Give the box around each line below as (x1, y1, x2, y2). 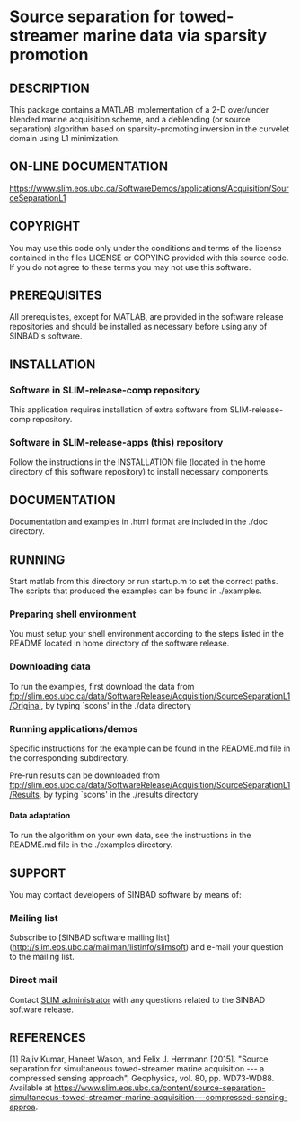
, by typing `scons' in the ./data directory (40, 700, 191, 710)
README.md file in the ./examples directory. (9, 839, 173, 850)
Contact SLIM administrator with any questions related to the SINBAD (9, 994, 266, 1005)
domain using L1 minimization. (9, 133, 120, 143)
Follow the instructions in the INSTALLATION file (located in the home (9, 457, 266, 467)
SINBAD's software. (9, 330, 83, 341)
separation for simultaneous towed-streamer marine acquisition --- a (9, 1063, 265, 1074)
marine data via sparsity (82, 25, 268, 46)
